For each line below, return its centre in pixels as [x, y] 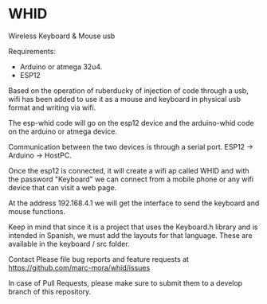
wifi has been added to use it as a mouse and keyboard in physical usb [125, 99]
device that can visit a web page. [63, 187]
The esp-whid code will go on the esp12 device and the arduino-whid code [131, 123]
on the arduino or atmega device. [63, 131]
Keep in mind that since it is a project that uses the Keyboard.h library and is [133, 227]
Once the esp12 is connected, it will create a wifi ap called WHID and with [129, 170]
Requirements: [32, 51]
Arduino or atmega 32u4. [61, 66]
